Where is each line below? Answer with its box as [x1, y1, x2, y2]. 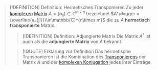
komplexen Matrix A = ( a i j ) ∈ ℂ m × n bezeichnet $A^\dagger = [9, 10, 140, 18]
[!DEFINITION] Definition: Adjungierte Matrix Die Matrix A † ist [22, 32, 151, 40]
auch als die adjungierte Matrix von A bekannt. [22, 39, 123, 45]
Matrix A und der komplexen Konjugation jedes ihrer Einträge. [22, 59, 152, 65]
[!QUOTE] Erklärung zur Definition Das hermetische [22, 48, 131, 55]
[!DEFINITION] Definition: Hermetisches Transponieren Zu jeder [9, 5, 144, 10]
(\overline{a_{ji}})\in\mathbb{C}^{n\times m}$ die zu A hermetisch [9, 17, 150, 23]
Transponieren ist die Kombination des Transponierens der [22, 54, 146, 60]
